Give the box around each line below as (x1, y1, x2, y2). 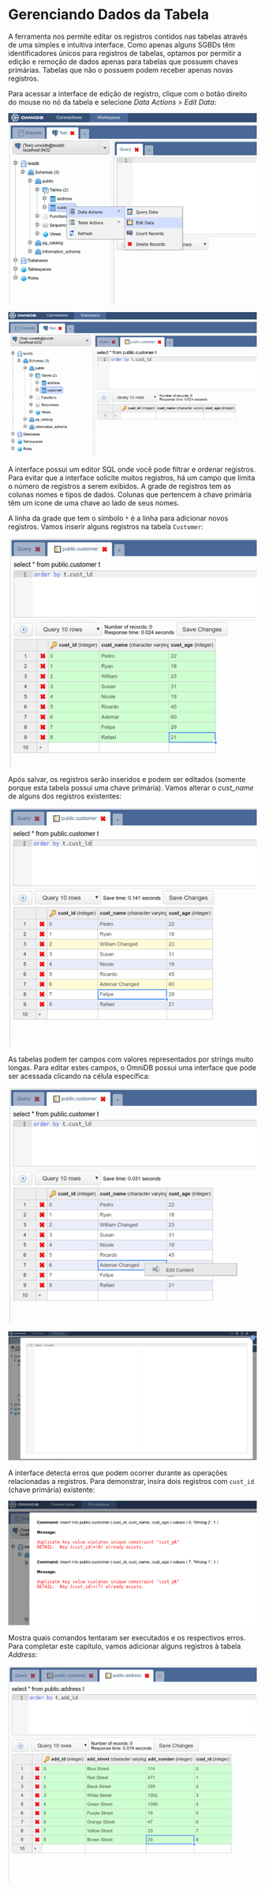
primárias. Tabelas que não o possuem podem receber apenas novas (8, 65, 233, 74)
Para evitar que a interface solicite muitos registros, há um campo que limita (8, 473, 256, 483)
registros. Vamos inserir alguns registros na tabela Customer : (8, 522, 203, 532)
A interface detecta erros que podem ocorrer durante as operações (8, 1468, 228, 1478)
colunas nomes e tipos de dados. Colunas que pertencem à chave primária (8, 490, 252, 499)
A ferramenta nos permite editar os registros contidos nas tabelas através (8, 32, 248, 41)
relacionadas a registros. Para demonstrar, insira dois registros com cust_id (8, 1477, 255, 1486)
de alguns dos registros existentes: (8, 791, 122, 801)
